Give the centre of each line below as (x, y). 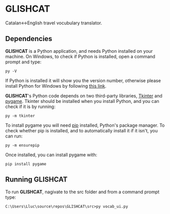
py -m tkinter (20, 116)
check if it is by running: (30, 106)
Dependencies (29, 39)
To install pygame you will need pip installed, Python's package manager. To (85, 125)
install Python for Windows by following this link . (56, 86)
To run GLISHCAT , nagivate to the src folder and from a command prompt (82, 192)
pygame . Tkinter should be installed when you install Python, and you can (82, 101)
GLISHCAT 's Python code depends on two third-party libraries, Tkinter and (84, 96)
